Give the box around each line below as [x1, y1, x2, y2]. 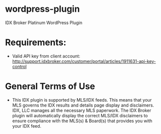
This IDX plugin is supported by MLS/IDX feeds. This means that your [12, 97, 152, 103]
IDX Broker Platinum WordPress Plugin [5, 20, 82, 26]
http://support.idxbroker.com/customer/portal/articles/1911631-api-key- [12, 58, 156, 64]
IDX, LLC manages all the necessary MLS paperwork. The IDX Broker [12, 107, 152, 113]
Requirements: [5, 37, 67, 48]
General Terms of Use [5, 81, 95, 92]
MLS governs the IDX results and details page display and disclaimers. [12, 102, 154, 108]
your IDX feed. [12, 123, 42, 129]
